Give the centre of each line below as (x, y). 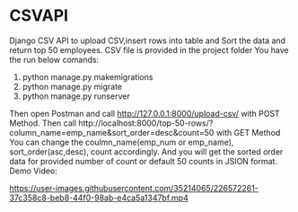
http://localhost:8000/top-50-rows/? (146, 123)
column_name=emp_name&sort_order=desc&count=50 (112, 132)
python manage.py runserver (76, 96)
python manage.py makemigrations (88, 76)
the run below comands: (54, 59)
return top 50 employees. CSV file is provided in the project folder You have (149, 49)
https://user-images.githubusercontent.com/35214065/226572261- (134, 188)
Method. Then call (43, 123)
